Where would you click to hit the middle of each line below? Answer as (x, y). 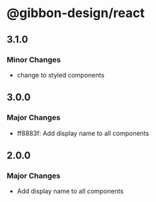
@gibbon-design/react (76, 13)
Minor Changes (34, 60)
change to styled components (61, 75)
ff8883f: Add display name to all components (83, 133)
